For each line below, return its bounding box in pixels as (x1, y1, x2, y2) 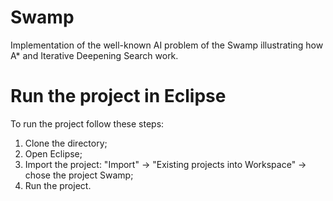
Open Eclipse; (24, 147, 83, 160)
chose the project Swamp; (24, 169, 134, 181)
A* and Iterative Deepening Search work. (10, 49, 179, 61)
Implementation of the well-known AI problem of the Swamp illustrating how (10, 39, 324, 51)
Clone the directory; (24, 137, 108, 149)
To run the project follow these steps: (10, 117, 165, 130)
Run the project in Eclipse (10, 85, 227, 108)
